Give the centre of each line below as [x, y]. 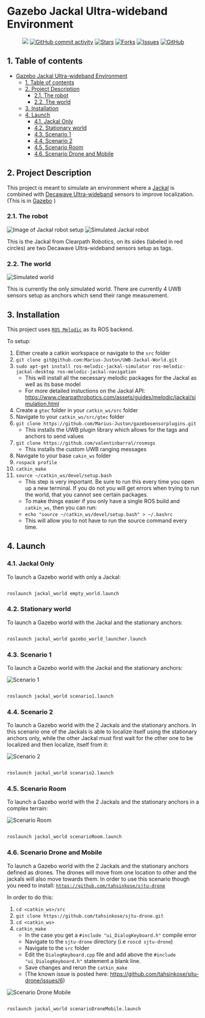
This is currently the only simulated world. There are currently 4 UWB [94, 289]
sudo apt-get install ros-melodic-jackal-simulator [83, 366]
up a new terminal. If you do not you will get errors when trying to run [112, 488]
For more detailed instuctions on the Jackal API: [85, 391]
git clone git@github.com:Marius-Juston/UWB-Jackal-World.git [96, 360]
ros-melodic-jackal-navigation [97, 372]
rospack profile [36, 462]
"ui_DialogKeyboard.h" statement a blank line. [83, 961]
